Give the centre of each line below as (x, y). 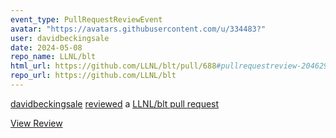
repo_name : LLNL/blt (53, 57)
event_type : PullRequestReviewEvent (86, 19)
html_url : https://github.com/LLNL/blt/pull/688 (113, 66)
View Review (36, 123)
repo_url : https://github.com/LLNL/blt (93, 76)
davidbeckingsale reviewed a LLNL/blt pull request (115, 103)
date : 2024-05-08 (46, 47)
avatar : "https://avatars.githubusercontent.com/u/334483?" (138, 29)
